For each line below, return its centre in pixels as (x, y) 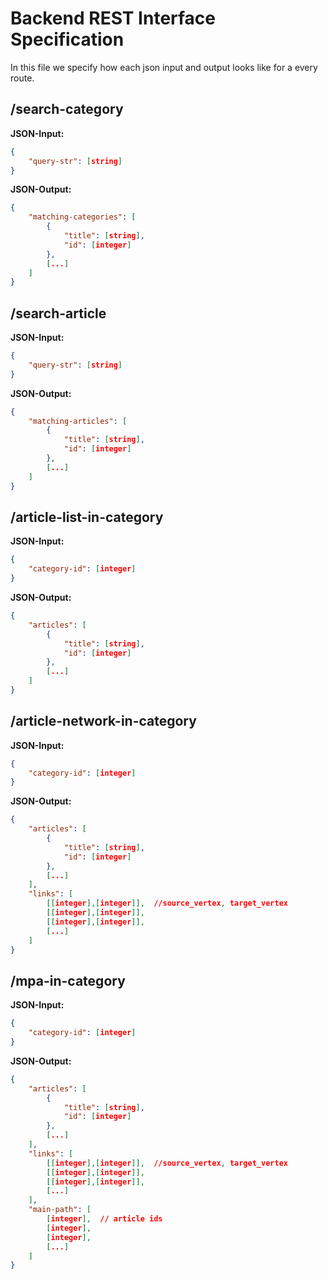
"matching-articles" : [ (78, 421)
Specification (67, 39)
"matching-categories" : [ (82, 217)
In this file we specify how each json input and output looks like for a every (164, 67)
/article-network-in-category (103, 721)
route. (22, 78)
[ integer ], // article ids (104, 1219)
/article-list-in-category (87, 517)
